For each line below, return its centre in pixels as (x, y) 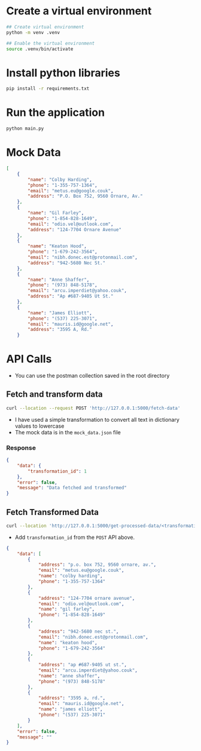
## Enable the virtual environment (51, 43)
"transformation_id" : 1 (57, 471)
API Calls (29, 359)
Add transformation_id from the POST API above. (75, 537)
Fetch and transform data (54, 395)
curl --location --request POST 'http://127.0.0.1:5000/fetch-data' (93, 408)
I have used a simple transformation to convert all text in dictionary (97, 419)
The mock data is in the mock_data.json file (68, 432)
